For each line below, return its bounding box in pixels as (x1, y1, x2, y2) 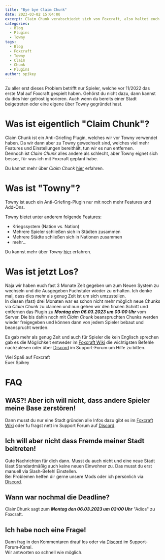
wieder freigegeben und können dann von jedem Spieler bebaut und (5, 319, 144, 325)
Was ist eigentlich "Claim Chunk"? (5, 118, 150, 130)
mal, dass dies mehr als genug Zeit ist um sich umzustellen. (5, 293, 126, 299)
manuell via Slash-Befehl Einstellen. (5, 468, 78, 474)
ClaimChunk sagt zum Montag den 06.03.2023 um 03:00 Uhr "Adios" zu (5, 506, 155, 512)
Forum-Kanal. (5, 544, 33, 550)
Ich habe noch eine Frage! (5, 525, 86, 534)
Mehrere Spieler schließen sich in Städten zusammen (12, 229, 121, 234)
